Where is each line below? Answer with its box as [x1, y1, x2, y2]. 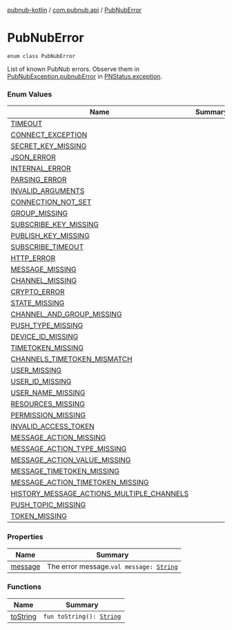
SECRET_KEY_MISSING [10, 141, 87, 151]
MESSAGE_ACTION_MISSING [10, 433, 106, 442]
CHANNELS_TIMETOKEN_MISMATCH [10, 355, 133, 364]
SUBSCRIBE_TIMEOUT [10, 242, 84, 252]
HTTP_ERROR [10, 253, 56, 263]
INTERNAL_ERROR [10, 164, 71, 173]
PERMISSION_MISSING [10, 411, 86, 420]
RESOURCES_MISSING [10, 400, 85, 409]
